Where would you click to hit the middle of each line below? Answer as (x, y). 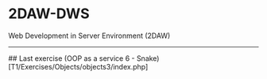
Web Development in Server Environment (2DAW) (89, 36)
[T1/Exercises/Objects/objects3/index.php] (78, 66)
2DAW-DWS (49, 14)
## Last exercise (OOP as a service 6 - (72, 58)
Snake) (148, 58)
